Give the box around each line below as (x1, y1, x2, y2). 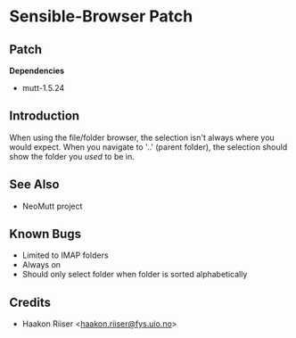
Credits (9, 294, 52, 309)
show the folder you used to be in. (9, 151, 136, 161)
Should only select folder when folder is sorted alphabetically (21, 269, 248, 280)
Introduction (9, 109, 80, 124)
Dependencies (9, 65, 65, 76)
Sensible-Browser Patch (9, 6, 193, 27)
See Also (9, 177, 60, 193)
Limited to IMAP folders (21, 250, 109, 260)
